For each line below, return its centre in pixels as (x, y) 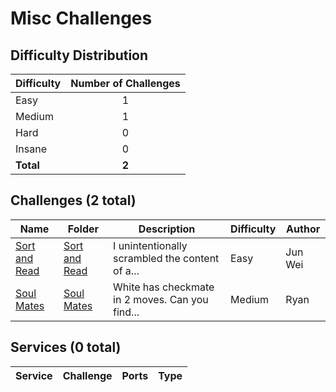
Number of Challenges (125, 83)
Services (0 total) (66, 347)
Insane (31, 149)
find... (126, 312)
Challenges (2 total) (73, 200)
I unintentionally (150, 245)
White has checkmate (164, 287)
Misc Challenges (81, 18)
